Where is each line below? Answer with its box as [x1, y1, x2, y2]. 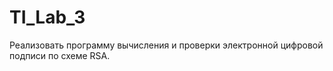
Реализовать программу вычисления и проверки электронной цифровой [9, 39, 324, 51]
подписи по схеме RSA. [9, 49, 111, 61]
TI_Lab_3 [9, 6, 86, 29]
